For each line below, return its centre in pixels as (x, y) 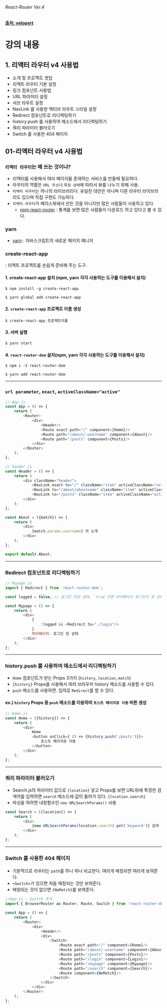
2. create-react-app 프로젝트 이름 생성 (43, 309)
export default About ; (29, 554)
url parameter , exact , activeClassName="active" (63, 392)
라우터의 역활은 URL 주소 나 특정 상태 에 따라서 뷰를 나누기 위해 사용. (76, 185)
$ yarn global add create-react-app (43, 297)
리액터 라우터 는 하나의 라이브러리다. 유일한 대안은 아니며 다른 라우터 (77, 191)
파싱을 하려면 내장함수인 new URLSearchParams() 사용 (64, 803)
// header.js (19, 466)
